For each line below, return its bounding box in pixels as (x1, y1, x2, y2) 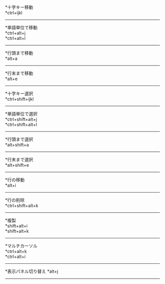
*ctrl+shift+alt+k (5, 203, 38, 208)
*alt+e (5, 76, 18, 82)
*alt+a (5, 56, 18, 61)
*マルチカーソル (5, 243, 38, 249)
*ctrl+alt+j (5, 30, 26, 36)
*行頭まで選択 (5, 137, 33, 142)
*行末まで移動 (5, 70, 33, 76)
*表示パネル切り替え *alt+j (5, 268, 58, 274)
